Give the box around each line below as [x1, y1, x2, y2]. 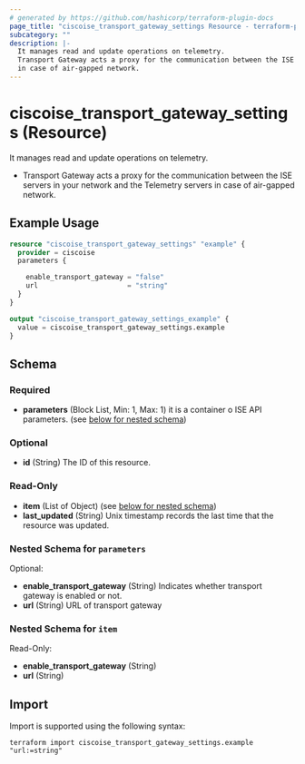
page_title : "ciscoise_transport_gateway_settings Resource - [9, 22, 250, 31]
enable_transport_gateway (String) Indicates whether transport [22, 580, 263, 591]
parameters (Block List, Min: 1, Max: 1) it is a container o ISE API [22, 405, 262, 416]
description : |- [9, 38, 71, 48]
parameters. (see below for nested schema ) [22, 414, 187, 425]
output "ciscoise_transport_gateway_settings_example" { [9, 314, 230, 323]
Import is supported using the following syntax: [9, 720, 186, 731]
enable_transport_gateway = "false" [25, 273, 165, 282]
